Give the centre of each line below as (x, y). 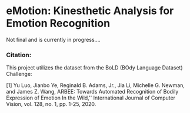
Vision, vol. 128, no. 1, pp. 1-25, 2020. (51, 104)
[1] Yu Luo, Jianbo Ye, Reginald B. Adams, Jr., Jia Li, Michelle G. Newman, (96, 85)
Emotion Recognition (58, 23)
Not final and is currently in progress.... (54, 39)
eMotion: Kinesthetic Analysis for (90, 11)
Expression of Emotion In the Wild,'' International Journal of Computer (91, 98)
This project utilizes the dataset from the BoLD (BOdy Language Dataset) (94, 68)
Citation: (19, 55)
